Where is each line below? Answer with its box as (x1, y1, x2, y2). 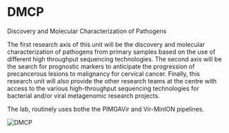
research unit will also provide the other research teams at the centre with (7, 76, 217, 85)
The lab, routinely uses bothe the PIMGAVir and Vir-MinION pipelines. (7, 105, 205, 113)
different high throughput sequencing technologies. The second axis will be (7, 54, 222, 63)
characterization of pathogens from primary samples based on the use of (7, 48, 216, 56)
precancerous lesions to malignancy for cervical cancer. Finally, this (7, 70, 200, 78)
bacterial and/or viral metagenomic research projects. (7, 91, 160, 100)
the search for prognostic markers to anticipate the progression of (7, 62, 195, 70)
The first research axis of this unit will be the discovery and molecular (7, 40, 206, 48)
